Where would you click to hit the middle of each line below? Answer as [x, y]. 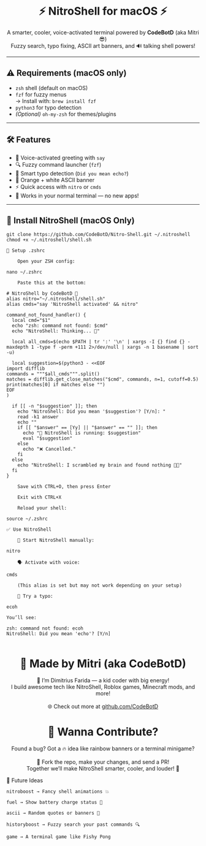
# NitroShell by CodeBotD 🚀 [42, 294]
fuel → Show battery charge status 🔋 [55, 802]
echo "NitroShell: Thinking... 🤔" [56, 331]
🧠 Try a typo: [35, 596]
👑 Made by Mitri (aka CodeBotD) [103, 664]
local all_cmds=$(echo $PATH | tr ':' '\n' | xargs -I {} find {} [98, 342]
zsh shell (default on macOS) [51, 88]
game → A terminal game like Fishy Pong [59, 837]
